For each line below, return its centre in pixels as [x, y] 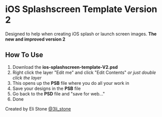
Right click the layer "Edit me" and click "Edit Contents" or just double [84, 72]
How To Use [24, 55]
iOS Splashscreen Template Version [81, 9]
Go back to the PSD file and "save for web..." [58, 93]
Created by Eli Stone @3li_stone [38, 108]
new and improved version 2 [35, 39]
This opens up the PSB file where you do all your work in [71, 83]
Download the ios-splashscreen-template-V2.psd [65, 67]
